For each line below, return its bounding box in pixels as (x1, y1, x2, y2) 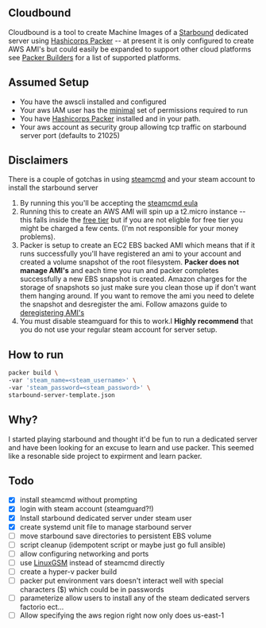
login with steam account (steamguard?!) (19, 504, 154, 514)
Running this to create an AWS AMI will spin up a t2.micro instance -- (19, 206, 246, 217)
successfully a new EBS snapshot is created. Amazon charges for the (19, 274, 248, 284)
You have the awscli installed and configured (19, 97, 167, 106)
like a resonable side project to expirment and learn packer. (8, 451, 202, 460)
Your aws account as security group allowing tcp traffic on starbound (19, 122, 247, 132)
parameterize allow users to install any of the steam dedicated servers (19, 593, 250, 603)
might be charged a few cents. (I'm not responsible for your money (19, 224, 239, 233)
